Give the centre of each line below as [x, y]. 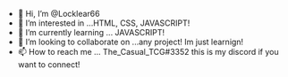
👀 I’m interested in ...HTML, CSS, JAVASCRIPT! [104, 23]
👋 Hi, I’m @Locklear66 [59, 14]
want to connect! [49, 65]
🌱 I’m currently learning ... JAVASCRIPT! [91, 32]
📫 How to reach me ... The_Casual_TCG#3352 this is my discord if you [148, 52]
